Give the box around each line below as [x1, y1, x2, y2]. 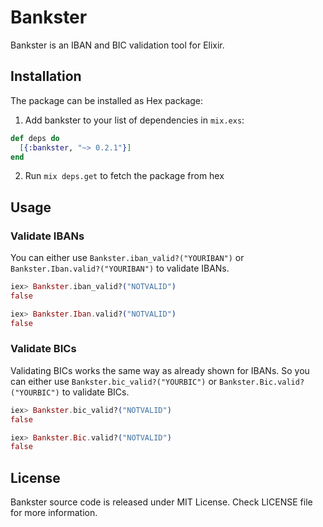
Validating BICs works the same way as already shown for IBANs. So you [10, 364, 310, 376]
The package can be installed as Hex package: [10, 94, 204, 106]
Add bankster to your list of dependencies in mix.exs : [24, 114, 245, 126]
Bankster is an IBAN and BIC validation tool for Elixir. [10, 39, 225, 51]
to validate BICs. [61, 386, 130, 398]
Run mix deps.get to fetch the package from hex [24, 170, 225, 182]
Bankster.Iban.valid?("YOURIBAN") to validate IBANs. [10, 262, 230, 275]
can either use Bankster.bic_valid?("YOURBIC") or [10, 375, 218, 387]
